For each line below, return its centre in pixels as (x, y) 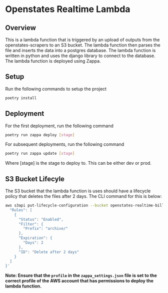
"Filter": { (31, 224)
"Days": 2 (33, 243)
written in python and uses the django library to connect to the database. (80, 56)
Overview (21, 28)
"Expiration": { (35, 238)
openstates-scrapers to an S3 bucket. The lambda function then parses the (83, 45)
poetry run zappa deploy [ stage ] (40, 135)
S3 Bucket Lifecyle (35, 179)
